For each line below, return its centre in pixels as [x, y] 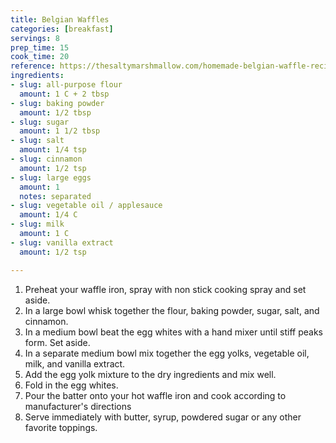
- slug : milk [37, 224]
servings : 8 [35, 38]
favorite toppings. [61, 427]
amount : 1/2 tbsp [55, 112]
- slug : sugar [40, 122]
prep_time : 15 [40, 47]
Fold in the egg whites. [71, 385]
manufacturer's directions [78, 406]
